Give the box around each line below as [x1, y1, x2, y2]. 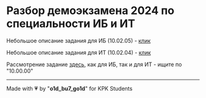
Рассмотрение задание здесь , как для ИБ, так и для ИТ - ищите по [6, 61, 182, 68]
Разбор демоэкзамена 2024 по [6, 4, 175, 18]
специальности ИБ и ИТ [6, 17, 135, 31]
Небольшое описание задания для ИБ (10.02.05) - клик [6, 37, 151, 44]
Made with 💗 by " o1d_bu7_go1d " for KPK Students [6, 85, 133, 92]
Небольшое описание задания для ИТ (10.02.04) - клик [6, 48, 151, 56]
